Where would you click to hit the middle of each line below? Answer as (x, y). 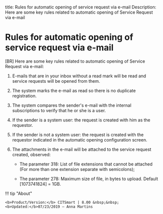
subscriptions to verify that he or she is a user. (59, 110)
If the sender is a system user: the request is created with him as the (81, 120)
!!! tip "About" (19, 193)
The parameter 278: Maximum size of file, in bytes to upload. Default (89, 179)
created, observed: (31, 154)
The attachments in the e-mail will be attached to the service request (82, 149)
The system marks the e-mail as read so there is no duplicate (74, 91)
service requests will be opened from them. (56, 81)
